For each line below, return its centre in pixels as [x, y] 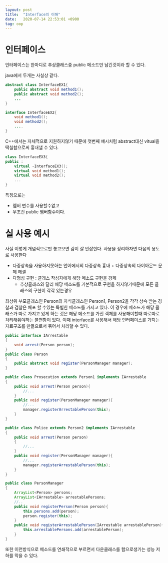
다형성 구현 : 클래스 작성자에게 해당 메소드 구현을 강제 [64, 278]
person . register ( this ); [48, 516]
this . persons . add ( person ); [51, 511]
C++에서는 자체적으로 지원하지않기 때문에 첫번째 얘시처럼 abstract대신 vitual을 [82, 141]
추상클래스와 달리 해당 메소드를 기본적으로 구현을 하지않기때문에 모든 [87, 284]
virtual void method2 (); [40, 175]
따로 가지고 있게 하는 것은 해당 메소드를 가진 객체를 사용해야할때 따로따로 [89, 313]
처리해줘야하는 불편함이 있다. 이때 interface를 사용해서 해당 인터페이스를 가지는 [82, 320]
